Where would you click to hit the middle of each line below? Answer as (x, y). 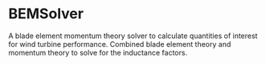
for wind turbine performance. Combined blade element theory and (120, 44)
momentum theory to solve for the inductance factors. (98, 52)
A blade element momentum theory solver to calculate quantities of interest (133, 36)
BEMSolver (46, 14)
